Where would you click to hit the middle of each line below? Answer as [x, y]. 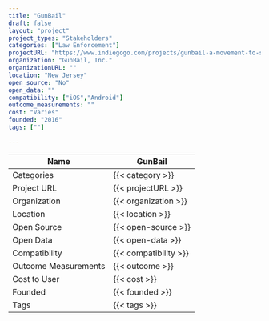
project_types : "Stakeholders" [60, 38]
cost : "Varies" [34, 113]
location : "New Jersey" [48, 75]
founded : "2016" [35, 120]
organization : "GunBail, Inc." [60, 61]
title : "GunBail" [37, 16]
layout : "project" [39, 30]
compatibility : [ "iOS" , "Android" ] [66, 98]
